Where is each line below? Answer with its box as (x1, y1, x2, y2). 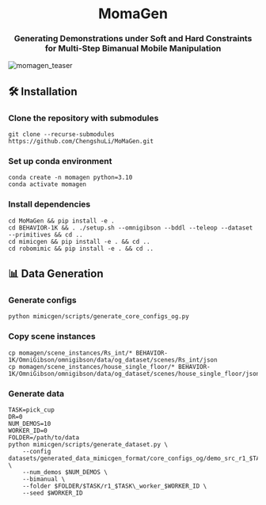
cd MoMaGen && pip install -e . (8, 217, 115, 225)
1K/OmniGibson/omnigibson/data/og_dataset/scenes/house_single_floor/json (8, 370, 260, 378)
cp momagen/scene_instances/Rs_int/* (8, 349, 133, 357)
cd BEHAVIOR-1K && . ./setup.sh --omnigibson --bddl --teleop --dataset (8, 223, 253, 232)
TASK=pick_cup (8, 406, 55, 414)
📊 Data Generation (8, 267, 104, 281)
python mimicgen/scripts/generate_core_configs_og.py (8, 313, 190, 321)
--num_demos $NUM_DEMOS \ (22, 469, 108, 477)
